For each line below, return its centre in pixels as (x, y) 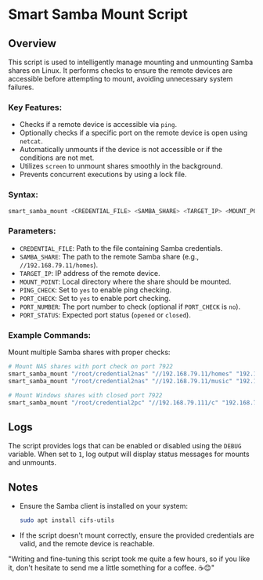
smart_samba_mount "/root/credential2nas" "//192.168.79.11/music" (121, 381)
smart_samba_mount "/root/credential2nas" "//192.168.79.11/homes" (121, 374)
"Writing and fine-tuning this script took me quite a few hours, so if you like (129, 559)
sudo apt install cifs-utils (67, 520)
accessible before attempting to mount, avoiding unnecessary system (121, 79)
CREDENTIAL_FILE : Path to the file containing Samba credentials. (121, 248)
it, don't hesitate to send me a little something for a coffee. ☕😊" (112, 567)
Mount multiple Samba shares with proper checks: (89, 352)
